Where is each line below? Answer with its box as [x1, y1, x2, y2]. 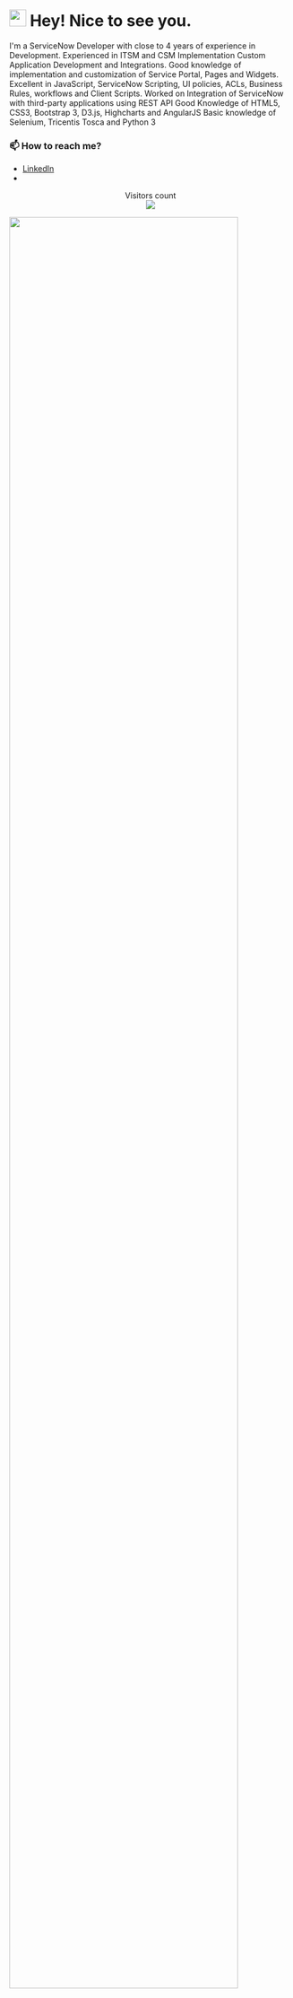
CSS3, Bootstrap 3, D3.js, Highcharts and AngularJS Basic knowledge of [9, 107, 276, 118]
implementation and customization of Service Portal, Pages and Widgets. [9, 68, 280, 80]
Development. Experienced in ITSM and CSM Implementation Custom [9, 49, 266, 60]
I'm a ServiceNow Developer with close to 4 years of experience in [9, 40, 256, 51]
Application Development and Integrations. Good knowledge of [9, 59, 242, 70]
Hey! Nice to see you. [30, 11, 193, 31]
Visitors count [125, 190, 177, 201]
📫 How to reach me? [9, 139, 102, 152]
